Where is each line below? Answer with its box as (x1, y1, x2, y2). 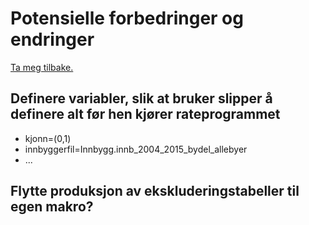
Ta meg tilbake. (10, 61, 74, 73)
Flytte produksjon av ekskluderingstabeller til (10, 183, 300, 200)
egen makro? (10, 198, 94, 216)
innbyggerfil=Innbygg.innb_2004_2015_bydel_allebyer (24, 143, 248, 155)
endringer (10, 28, 95, 51)
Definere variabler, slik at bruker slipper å (10, 90, 273, 107)
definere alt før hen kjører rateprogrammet (10, 106, 281, 123)
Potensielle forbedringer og (10, 7, 244, 30)
